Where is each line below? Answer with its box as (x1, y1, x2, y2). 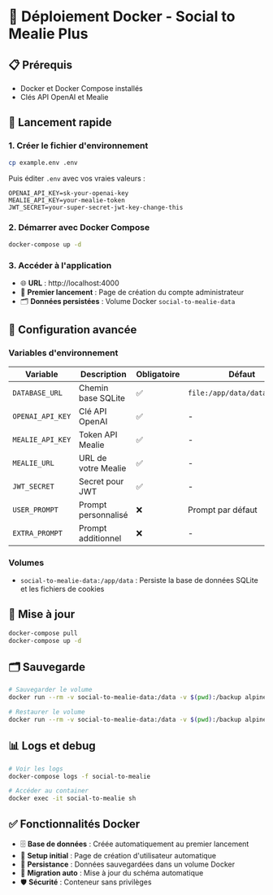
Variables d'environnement (8, 347, 119, 358)
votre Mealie (78, 463, 127, 474)
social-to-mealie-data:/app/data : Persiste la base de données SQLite (19, 576, 258, 585)
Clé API (78, 406, 107, 417)
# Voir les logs (8, 764, 63, 773)
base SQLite (78, 392, 126, 403)
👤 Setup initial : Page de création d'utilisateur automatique (19, 851, 217, 861)
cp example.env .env (8, 159, 79, 167)
